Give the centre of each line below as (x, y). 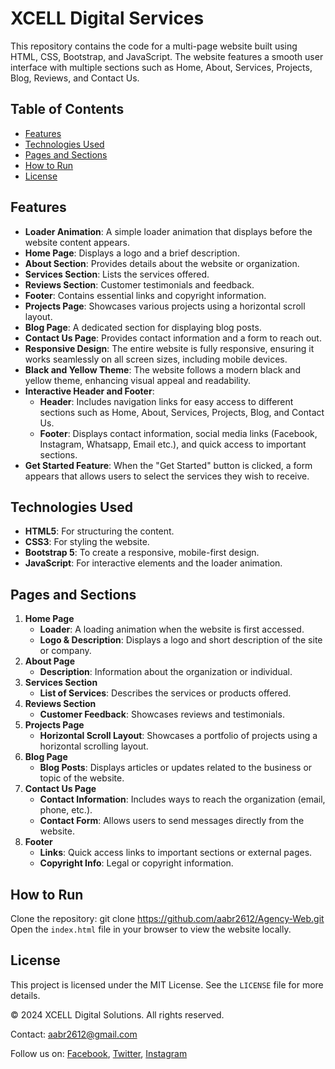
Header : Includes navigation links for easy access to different (166, 401)
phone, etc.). (66, 810)
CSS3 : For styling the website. (87, 542)
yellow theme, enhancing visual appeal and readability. (138, 380)
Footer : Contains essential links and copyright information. (145, 295)
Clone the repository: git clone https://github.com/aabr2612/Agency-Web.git (167, 918)
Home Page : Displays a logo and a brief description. (132, 253)
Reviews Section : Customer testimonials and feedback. (139, 284)
